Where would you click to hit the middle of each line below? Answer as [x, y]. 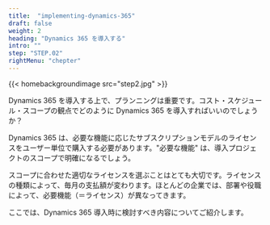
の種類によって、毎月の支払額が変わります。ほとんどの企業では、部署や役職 [135, 185]
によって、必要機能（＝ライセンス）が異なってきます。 [99, 195]
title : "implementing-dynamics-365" [72, 16]
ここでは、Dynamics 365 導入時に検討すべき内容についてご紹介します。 [128, 212]
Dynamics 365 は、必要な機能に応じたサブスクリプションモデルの [118, 137]
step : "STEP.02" [36, 53]
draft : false [30, 23]
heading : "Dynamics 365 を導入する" [67, 38]
